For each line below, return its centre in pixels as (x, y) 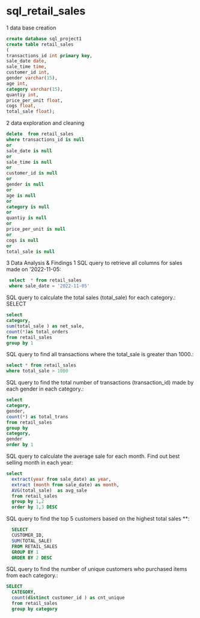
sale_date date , (26, 61)
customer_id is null (32, 173)
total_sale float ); (31, 112)
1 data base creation (31, 28)
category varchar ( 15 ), (35, 89)
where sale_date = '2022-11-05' (49, 286)
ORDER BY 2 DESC (32, 558)
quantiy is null (26, 218)
